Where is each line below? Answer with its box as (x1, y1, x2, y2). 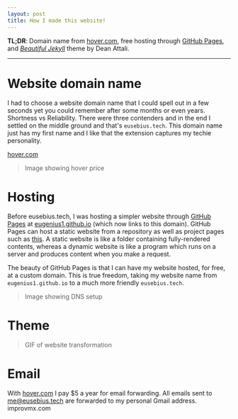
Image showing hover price (24, 164, 105, 172)
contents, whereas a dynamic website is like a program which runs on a (7, 242, 216, 251)
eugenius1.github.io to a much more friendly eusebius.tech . (7, 279, 184, 287)
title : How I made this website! (7, 17, 106, 24)
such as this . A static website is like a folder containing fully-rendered (7, 235, 210, 243)
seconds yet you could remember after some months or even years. (7, 106, 205, 115)
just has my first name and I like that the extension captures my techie (7, 129, 212, 138)
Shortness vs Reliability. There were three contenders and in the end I (7, 114, 211, 123)
